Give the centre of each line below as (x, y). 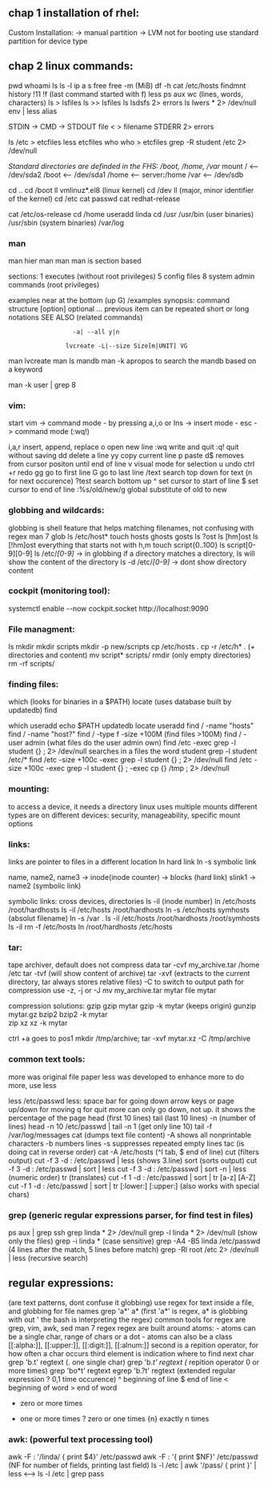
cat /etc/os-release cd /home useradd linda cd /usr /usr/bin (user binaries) (131, 214)
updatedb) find (33, 710)
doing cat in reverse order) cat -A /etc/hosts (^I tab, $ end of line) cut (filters (134, 1151)
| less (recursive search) (48, 1258)
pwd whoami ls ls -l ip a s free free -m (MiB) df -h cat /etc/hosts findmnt (127, 85)
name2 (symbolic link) (45, 886)
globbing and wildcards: (56, 510)
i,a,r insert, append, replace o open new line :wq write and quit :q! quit (124, 447)
